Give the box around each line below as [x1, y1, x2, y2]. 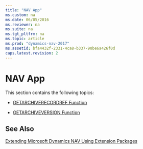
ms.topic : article [5, 36, 44, 42]
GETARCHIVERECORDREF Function [12, 100, 87, 106]
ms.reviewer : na [5, 22, 40, 27]
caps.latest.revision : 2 [5, 50, 58, 55]
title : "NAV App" [5, 7, 42, 13]
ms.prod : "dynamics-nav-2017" [5, 41, 70, 46]
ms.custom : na [5, 12, 36, 17]
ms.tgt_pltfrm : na [5, 31, 44, 36]
